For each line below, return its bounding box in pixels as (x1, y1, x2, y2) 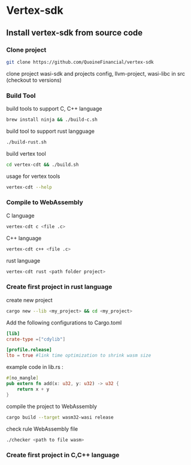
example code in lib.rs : (6, 363, 64, 371)
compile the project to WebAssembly (6, 403, 98, 410)
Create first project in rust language (6, 283, 113, 291)
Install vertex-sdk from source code (6, 28, 143, 38)
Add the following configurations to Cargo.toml (6, 319, 122, 326)
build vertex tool (6, 150, 46, 157)
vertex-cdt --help (6, 184, 52, 190)
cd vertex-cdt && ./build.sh (6, 162, 79, 168)
